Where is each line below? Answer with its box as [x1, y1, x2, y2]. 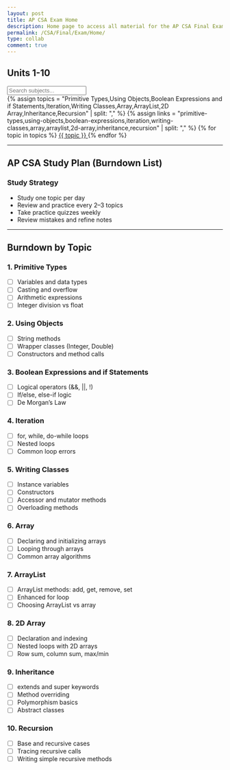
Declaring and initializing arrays [16, 537, 106, 545]
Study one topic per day [16, 194, 86, 202]
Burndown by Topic [7, 242, 92, 253]
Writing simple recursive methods [16, 754, 112, 762]
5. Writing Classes [7, 465, 70, 474]
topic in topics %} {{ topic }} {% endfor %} [7, 131, 127, 139]
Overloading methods [16, 504, 79, 512]
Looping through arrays [16, 544, 84, 552]
